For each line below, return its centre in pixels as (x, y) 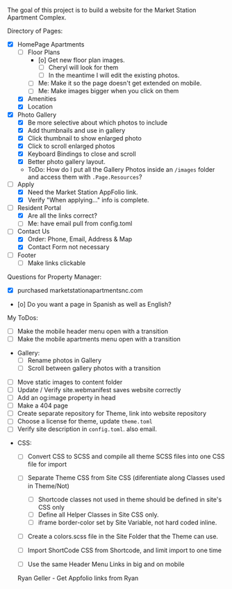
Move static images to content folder (70, 382)
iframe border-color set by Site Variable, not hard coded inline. (127, 522)
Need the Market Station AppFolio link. (83, 192)
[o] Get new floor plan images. (81, 60)
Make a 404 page (42, 405)
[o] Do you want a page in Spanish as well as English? (94, 304)
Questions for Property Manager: (55, 277)
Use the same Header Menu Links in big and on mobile (106, 564)
